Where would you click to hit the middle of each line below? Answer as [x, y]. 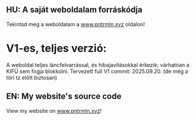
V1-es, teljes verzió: [56, 48]
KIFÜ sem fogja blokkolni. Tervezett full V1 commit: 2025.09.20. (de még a [97, 71]
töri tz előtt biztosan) [32, 78]
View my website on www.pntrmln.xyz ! [54, 110]
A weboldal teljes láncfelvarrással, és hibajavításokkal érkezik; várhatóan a [98, 64]
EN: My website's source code [64, 96]
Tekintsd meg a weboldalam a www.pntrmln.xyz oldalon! [75, 24]
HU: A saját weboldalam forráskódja [74, 10]
